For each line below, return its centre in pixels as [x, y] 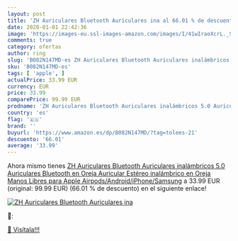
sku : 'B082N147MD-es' [39, 67]
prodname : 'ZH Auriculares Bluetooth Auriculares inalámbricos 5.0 [109, 106]
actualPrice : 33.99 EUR [42, 80]
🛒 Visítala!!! [24, 230]
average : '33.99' [33, 146]
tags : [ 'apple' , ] [36, 73]
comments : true [30, 40]
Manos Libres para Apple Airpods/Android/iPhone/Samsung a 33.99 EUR [114, 181]
